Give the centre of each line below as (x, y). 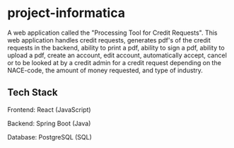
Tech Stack (33, 92)
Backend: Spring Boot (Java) (49, 123)
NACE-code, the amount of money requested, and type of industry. (105, 70)
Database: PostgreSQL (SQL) (49, 137)
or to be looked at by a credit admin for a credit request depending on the (114, 62)
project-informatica (66, 13)
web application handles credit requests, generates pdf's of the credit (109, 40)
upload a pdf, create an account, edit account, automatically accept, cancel (117, 55)
